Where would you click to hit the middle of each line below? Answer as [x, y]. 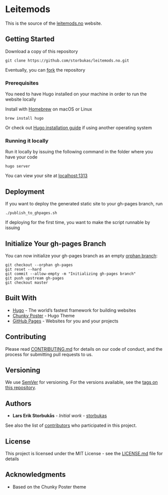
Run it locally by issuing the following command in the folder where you [79, 152]
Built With [21, 298]
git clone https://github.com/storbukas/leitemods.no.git [67, 61]
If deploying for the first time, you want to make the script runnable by [78, 223]
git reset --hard [23, 269]
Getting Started [30, 39]
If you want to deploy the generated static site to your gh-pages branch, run [84, 204]
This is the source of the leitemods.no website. [54, 23]
